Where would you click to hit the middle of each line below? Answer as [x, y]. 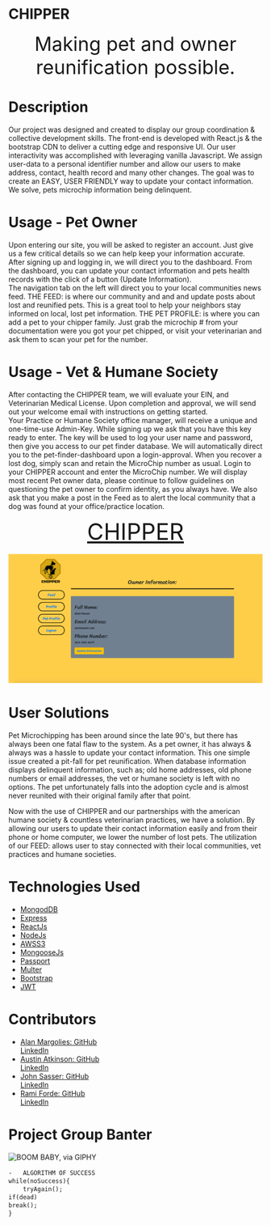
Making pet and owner [135, 44]
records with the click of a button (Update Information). [100, 279]
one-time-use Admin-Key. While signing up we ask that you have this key [130, 429]
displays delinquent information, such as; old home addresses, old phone [130, 770]
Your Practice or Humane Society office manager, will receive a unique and [133, 420]
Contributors [52, 1019]
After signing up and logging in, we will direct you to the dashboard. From [130, 262]
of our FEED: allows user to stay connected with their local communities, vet [135, 846]
